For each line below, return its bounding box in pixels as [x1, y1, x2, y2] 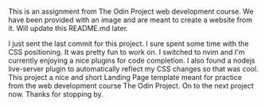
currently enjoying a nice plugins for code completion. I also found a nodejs [8, 55, 256, 65]
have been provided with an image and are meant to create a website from [8, 15, 253, 25]
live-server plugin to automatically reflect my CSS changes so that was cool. [8, 64, 259, 74]
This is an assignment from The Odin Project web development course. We [8, 7, 254, 16]
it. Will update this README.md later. [8, 24, 129, 32]
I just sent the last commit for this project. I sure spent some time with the [8, 39, 249, 48]
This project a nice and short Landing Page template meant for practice [8, 73, 243, 82]
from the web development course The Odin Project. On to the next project [8, 81, 254, 90]
